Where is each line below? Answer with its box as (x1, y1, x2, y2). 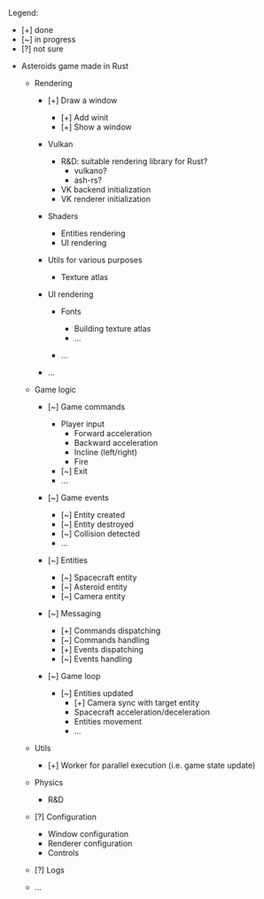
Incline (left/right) (74, 447, 138, 457)
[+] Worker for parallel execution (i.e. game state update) (47, 760, 256, 770)
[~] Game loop (47, 671, 101, 681)
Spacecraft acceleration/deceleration (74, 707, 210, 717)
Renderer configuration (47, 838, 133, 848)
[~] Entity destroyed (60, 519, 135, 529)
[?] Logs (34, 864, 66, 875)
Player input (60, 418, 105, 429)
